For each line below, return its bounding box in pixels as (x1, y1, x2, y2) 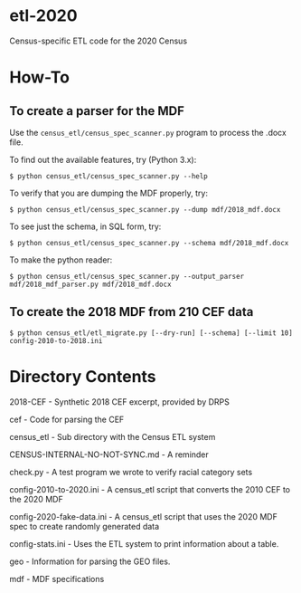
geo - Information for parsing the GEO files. (9, 556, 171, 567)
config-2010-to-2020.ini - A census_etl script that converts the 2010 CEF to (9, 483, 291, 494)
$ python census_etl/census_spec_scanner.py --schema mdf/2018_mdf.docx (9, 238, 289, 247)
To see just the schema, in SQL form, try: (9, 221, 162, 232)
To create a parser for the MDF (9, 103, 185, 119)
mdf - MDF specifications (9, 573, 105, 584)
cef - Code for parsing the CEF (9, 414, 125, 425)
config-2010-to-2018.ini (9, 336, 103, 345)
